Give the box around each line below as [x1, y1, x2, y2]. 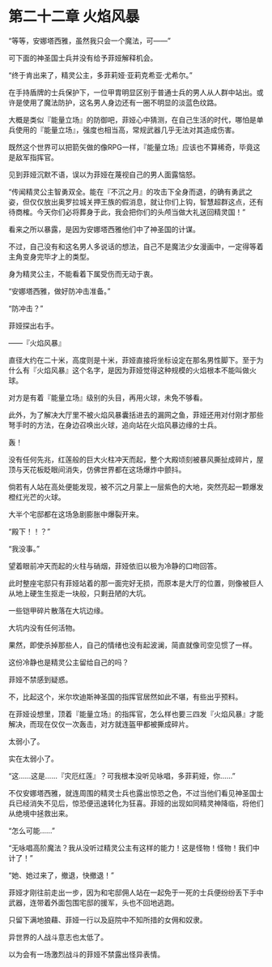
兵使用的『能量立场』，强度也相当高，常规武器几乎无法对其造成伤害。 [8, 125, 239, 135]
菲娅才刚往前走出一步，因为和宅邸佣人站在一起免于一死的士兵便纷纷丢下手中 [8, 887, 264, 897]
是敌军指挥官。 [8, 152, 58, 162]
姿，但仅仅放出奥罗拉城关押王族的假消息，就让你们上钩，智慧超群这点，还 [8, 196, 257, 207]
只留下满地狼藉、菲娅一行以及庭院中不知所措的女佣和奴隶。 [8, 914, 207, 925]
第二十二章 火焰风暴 [8, 7, 140, 26]
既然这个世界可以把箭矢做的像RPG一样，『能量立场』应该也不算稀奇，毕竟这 [8, 142, 261, 152]
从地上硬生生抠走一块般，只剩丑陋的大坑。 [8, 588, 151, 598]
